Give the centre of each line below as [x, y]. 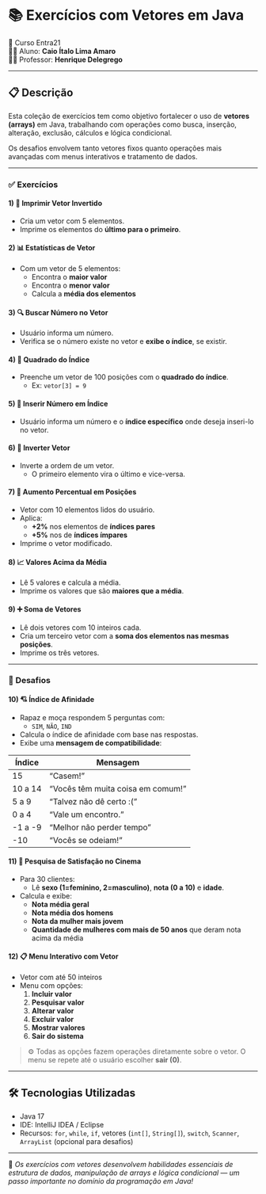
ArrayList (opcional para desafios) [76, 1141]
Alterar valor [53, 1011]
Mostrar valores [58, 1028]
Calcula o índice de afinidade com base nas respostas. [109, 734]
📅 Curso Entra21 [34, 42]
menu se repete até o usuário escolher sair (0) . [104, 1060]
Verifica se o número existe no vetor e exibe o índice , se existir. [123, 341]
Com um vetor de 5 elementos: [70, 269]
